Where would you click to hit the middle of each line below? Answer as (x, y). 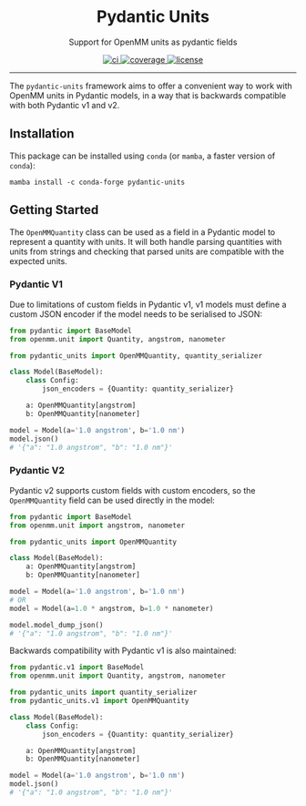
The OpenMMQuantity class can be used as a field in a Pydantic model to (143, 232)
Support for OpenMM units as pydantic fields (153, 42)
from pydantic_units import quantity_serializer (103, 693)
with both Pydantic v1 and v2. (65, 105)
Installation (42, 134)
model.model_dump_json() (56, 625)
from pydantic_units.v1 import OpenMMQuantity (99, 701)
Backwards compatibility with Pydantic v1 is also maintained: (123, 651)
